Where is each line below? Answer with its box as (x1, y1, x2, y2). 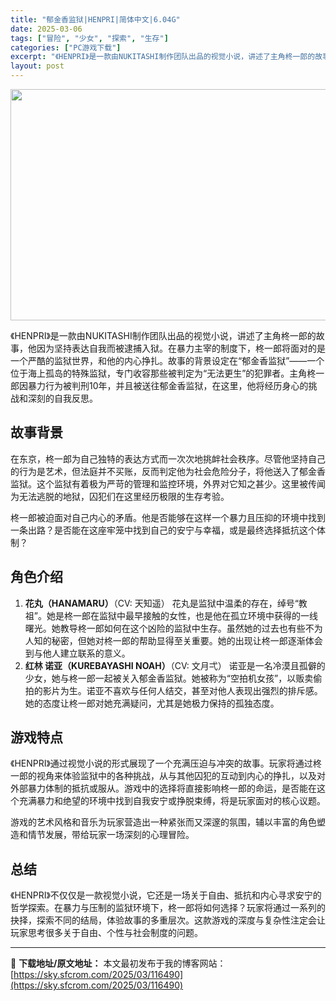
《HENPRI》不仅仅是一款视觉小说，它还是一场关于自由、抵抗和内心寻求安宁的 (10, 889, 322, 901)
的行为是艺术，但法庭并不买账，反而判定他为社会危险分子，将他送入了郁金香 (10, 465, 326, 477)
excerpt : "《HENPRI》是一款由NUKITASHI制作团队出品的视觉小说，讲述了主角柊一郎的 (10, 52, 316, 62)
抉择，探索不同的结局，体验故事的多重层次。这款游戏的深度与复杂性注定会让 (10, 914, 326, 926)
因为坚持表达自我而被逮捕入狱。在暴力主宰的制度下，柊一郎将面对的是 (36, 342, 326, 354)
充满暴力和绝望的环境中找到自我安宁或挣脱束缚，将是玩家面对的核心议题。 (18, 795, 326, 807)
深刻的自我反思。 (27, 392, 98, 404)
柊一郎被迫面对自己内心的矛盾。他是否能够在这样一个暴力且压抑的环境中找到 (10, 511, 326, 523)
